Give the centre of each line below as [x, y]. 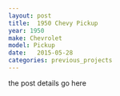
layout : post [30, 16]
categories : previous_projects [60, 61]
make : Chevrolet [35, 38]
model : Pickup [32, 46]
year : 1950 [26, 30]
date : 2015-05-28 [41, 53]
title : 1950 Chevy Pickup [53, 23]
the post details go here [47, 83]
